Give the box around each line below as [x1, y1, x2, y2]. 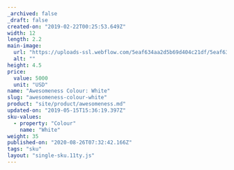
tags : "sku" [7, 146, 42, 153]
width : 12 [7, 29, 36, 37]
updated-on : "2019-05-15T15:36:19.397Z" [7, 107, 127, 114]
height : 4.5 [7, 62, 42, 69]
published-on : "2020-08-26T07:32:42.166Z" [7, 139, 132, 146]
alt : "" [13, 56, 36, 62]
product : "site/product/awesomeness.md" [7, 101, 127, 108]
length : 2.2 [7, 36, 42, 43]
